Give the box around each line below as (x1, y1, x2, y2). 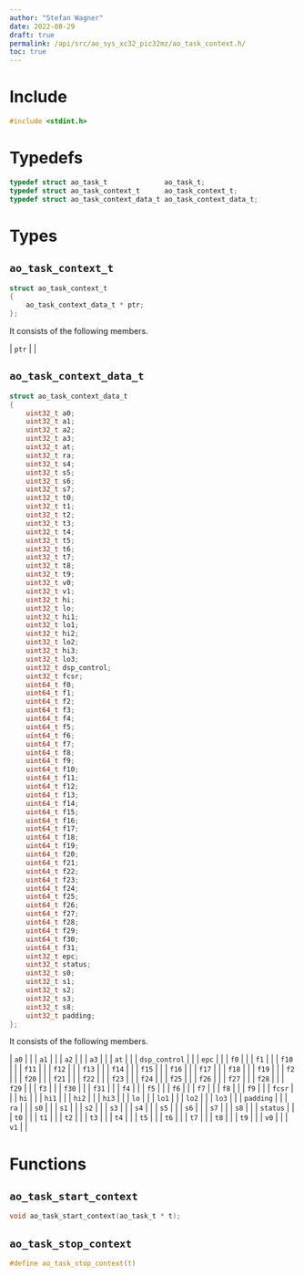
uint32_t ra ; (25, 451, 76, 460)
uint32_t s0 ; (25, 968, 76, 978)
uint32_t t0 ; (25, 494, 76, 503)
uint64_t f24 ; (25, 884, 79, 893)
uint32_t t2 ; (25, 510, 76, 520)
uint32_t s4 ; (25, 459, 76, 468)
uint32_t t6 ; (25, 544, 76, 553)
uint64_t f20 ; (25, 850, 79, 859)
